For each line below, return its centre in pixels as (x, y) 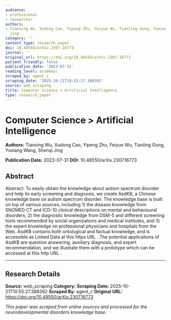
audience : (16, 10)
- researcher (19, 19)
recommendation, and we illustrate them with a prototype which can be (80, 248)
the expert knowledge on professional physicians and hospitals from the (81, 226)
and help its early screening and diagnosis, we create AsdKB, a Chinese (81, 194)
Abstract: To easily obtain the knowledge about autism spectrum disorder (82, 188)
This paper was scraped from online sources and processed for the (76, 307)
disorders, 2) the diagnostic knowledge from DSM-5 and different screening (85, 215)
